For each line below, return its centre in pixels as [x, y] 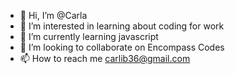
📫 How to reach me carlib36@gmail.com [105, 58]
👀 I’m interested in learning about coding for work [122, 26]
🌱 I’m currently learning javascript [89, 36]
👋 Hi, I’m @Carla [53, 15]
